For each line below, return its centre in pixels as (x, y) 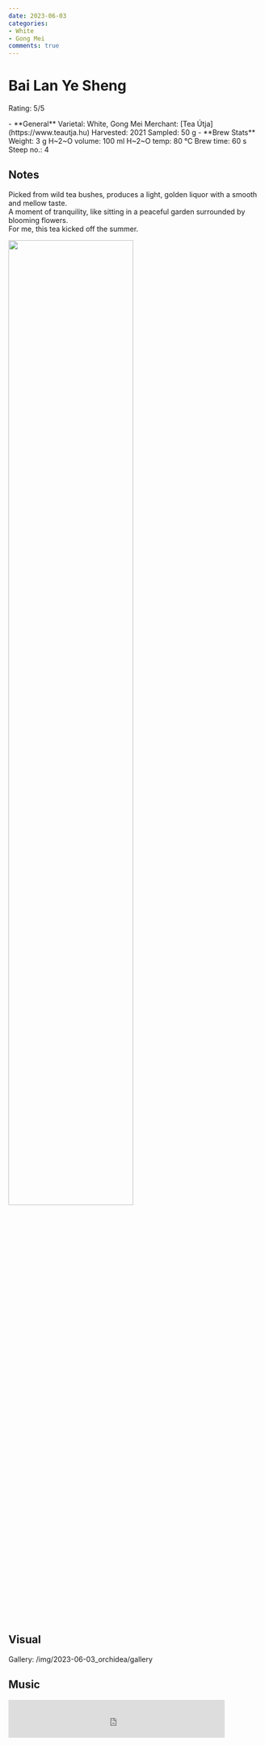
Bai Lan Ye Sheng (67, 86)
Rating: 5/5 (27, 108)
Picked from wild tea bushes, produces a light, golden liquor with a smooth (133, 194)
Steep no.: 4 (29, 149)
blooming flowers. (38, 220)
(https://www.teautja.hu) (49, 132)
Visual (25, 1640)
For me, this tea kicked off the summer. (74, 229)
